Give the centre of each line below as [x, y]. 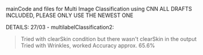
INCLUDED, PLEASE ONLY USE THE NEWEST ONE [70, 15]
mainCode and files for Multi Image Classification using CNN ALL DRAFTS [99, 9]
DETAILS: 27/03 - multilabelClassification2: [60, 27]
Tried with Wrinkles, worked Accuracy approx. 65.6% [88, 46]
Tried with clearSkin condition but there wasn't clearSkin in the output [109, 39]
